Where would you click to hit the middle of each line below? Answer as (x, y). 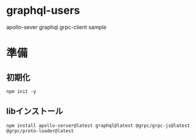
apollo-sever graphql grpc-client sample (56, 27)
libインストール (35, 111)
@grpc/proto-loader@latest (40, 131)
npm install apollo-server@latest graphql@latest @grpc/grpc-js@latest (98, 126)
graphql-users (43, 11)
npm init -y (21, 91)
